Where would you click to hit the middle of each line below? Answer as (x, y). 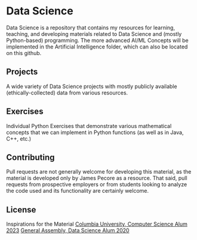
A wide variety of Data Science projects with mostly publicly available (92, 86)
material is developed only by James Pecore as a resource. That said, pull (97, 178)
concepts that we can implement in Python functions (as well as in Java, (95, 132)
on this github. (24, 53)
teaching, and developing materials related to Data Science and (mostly (94, 34)
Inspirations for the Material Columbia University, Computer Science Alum (97, 224)
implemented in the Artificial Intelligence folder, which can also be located (97, 47)
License (21, 210)
